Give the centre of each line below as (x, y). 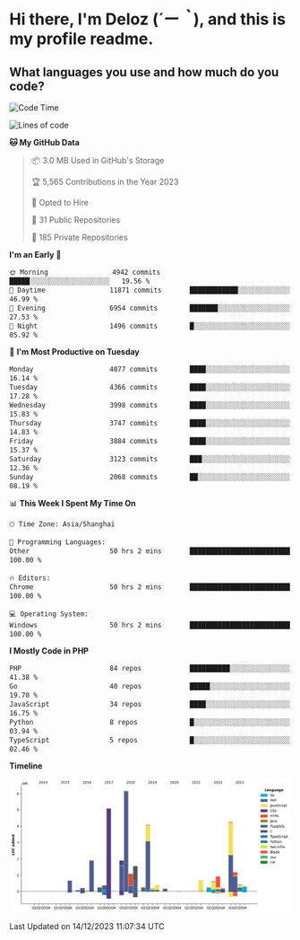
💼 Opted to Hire (60, 202)
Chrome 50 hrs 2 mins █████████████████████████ (150, 587)
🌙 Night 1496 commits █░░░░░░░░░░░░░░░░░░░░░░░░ (150, 326)
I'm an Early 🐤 (35, 255)
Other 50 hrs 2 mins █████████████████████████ (150, 551)
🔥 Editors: (30, 578)
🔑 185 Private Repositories (79, 237)
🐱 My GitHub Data (45, 142)
